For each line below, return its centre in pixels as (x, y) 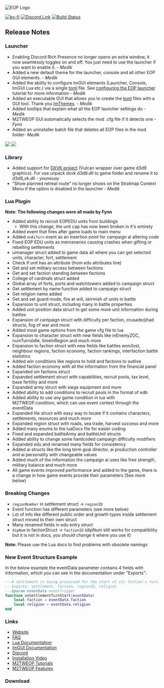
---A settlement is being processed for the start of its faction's (76, 582)
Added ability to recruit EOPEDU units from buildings (65, 222)
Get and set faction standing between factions (59, 273)
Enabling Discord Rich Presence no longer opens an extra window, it (81, 57)
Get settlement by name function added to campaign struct (72, 289)
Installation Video (30, 658)
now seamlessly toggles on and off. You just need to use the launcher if (84, 62)
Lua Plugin (18, 201)
